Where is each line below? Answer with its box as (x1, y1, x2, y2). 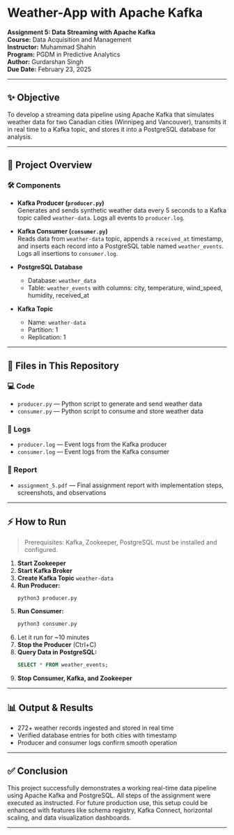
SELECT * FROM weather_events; (17, 661, 109, 668)
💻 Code (7, 381, 35, 391)
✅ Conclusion (7, 765, 68, 777)
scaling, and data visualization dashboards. (7, 813, 132, 822)
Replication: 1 (27, 333, 66, 342)
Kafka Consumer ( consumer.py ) (17, 227, 108, 236)
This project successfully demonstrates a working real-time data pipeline (7, 783, 217, 792)
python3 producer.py (17, 595, 77, 602)
